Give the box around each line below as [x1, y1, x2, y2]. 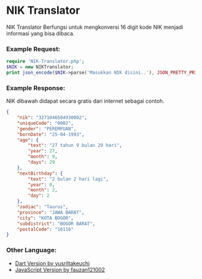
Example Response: [6, 83, 66, 92]
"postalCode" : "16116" [17, 226, 74, 232]
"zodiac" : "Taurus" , [17, 204, 69, 210]
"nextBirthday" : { [17, 170, 63, 176]
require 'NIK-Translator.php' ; [6, 58, 85, 65]
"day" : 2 [28, 193, 50, 199]
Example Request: [6, 44, 61, 53]
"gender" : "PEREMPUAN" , [17, 125, 77, 132]
